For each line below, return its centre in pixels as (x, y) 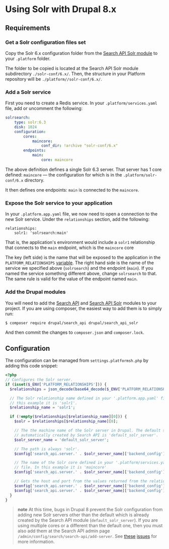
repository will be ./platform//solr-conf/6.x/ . (54, 79)
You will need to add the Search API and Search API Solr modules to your (81, 303)
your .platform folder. (28, 58)
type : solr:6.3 (30, 123)
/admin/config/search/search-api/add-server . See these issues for (87, 536)
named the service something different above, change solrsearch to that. (81, 274)
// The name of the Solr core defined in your (64, 463)
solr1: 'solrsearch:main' (41, 233)
